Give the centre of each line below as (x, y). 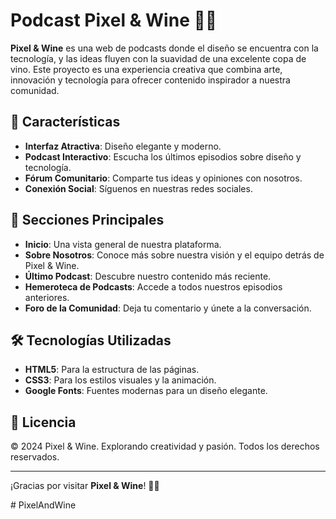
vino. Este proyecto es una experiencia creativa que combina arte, (146, 69)
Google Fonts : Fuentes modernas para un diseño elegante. (146, 391)
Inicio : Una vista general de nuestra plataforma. (123, 244)
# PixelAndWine (43, 505)
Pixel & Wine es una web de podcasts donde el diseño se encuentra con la (164, 48)
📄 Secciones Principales (87, 220)
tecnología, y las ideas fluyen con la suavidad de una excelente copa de (158, 58)
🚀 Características (65, 122)
